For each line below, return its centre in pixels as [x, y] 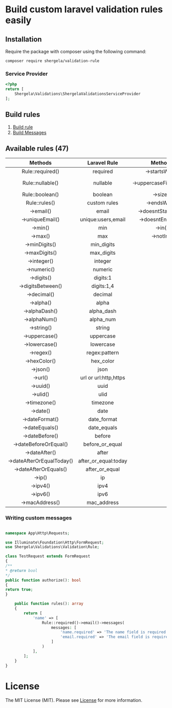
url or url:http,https [103, 378]
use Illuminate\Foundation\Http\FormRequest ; [55, 542]
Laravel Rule [103, 163]
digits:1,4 [103, 286]
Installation [24, 39]
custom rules [103, 203]
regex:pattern [103, 353]
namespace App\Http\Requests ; [38, 533]
